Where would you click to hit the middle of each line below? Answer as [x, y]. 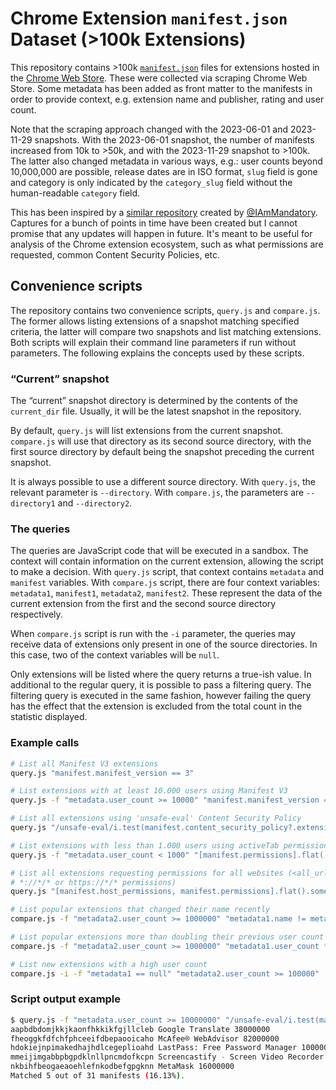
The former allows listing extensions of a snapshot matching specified [155, 321]
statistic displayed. [49, 717]
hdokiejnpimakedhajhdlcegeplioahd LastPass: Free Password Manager [154, 1048]
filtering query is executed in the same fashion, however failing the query [161, 696]
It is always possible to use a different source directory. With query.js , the [163, 482]
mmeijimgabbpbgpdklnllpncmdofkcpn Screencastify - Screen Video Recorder [167, 1057]
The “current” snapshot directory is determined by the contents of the [154, 401]
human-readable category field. [75, 193]
